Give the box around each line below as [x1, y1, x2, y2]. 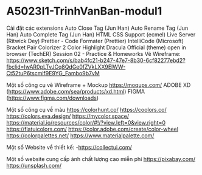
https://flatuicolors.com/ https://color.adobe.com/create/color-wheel [6, 125, 178, 132]
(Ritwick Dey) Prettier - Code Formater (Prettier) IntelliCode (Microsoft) [6, 37, 184, 44]
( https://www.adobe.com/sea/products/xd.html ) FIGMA [6, 87, 145, 95]
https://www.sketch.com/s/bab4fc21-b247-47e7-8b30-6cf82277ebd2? [6, 57, 186, 64]
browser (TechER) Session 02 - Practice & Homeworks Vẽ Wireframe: [6, 50, 181, 57]
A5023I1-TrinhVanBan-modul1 [6, 4, 162, 18]
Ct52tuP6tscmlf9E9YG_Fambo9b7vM [6, 69, 100, 77]
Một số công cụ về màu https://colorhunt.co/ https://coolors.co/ [6, 106, 167, 113]
